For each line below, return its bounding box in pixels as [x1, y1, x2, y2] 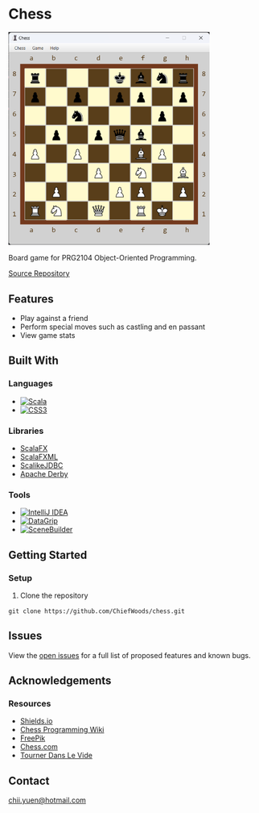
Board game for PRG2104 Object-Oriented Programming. [8, 253, 197, 263]
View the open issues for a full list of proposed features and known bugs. [8, 650, 251, 660]
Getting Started [8, 548, 88, 561]
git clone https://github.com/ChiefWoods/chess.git [8, 607, 185, 615]
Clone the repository [19, 590, 88, 600]
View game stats [19, 331, 76, 340]
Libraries [8, 425, 44, 436]
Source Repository [8, 269, 70, 278]
